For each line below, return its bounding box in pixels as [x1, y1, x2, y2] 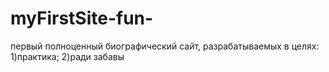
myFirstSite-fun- [10, 7, 154, 30]
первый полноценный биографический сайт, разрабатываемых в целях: [10, 40, 320, 52]
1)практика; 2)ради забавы [10, 50, 125, 62]
